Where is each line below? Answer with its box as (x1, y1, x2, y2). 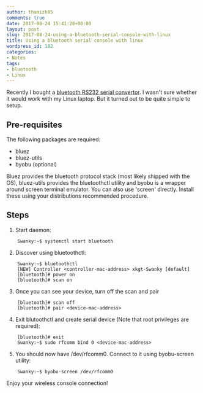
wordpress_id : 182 (6, 44, 53, 50)
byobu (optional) (15, 161, 57, 168)
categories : (6, 49, 37, 55)
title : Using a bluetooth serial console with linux (6, 37, 144, 44)
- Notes (6, 55, 26, 61)
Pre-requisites (6, 119, 62, 130)
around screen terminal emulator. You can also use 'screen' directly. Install (6, 185, 194, 193)
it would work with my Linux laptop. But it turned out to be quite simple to (6, 95, 191, 103)
